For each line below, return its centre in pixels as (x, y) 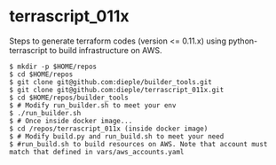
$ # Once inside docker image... (71, 121)
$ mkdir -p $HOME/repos (53, 67)
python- (243, 41)
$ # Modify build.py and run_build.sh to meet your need (117, 136)
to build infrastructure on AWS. (106, 50)
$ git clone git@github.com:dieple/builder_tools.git (111, 82)
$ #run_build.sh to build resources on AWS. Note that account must (138, 144)
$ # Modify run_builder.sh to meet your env (93, 105)
